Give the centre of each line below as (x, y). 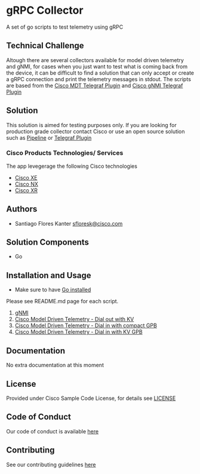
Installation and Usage (49, 275)
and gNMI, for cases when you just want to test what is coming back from (97, 66)
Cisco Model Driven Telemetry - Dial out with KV (74, 319)
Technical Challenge (45, 46)
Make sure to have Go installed (53, 290)
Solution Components (48, 242)
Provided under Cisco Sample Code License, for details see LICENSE (91, 398)
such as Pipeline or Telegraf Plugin (49, 137)
